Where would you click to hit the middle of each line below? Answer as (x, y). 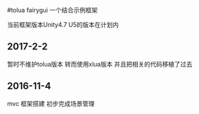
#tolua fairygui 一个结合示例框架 (52, 10)
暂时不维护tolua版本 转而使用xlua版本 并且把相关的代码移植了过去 (100, 64)
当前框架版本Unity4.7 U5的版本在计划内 (63, 25)
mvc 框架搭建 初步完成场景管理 (51, 103)
